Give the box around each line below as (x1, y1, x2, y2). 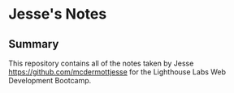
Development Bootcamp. (8, 76, 92, 85)
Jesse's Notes (8, 5, 107, 23)
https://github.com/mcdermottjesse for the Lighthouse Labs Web (8, 67, 226, 77)
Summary (8, 37, 59, 51)
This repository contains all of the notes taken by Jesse (8, 58, 194, 68)
